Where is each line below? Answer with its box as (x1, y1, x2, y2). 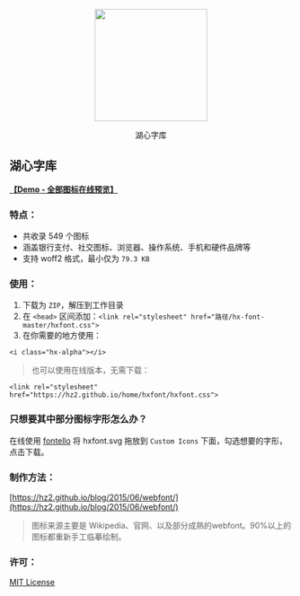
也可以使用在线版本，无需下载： (31, 364, 150, 376)
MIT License (9, 577, 56, 588)
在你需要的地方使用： (22, 330, 101, 341)
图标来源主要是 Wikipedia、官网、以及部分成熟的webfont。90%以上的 (31, 521, 292, 530)
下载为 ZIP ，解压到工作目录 (22, 300, 124, 311)
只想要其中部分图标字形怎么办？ (9, 413, 148, 425)
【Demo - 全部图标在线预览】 (9, 184, 119, 195)
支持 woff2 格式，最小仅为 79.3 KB (22, 253, 150, 264)
